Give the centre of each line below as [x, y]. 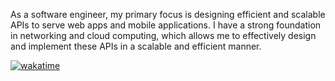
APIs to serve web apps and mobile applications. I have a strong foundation [166, 25]
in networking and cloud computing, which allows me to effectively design [163, 35]
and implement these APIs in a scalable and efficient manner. [136, 46]
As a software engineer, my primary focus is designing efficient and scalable [168, 14]
